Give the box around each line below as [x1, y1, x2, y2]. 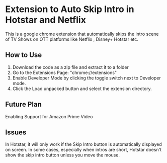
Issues [5, 128, 27, 136]
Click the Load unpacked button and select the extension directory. [12, 86, 152, 92]
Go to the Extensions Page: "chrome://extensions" [12, 69, 117, 75]
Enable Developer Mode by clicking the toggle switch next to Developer [12, 74, 161, 81]
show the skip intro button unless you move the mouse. [5, 152, 120, 158]
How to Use [5, 51, 42, 59]
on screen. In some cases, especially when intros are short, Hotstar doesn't [5, 147, 162, 153]
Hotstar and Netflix [5, 14, 87, 26]
